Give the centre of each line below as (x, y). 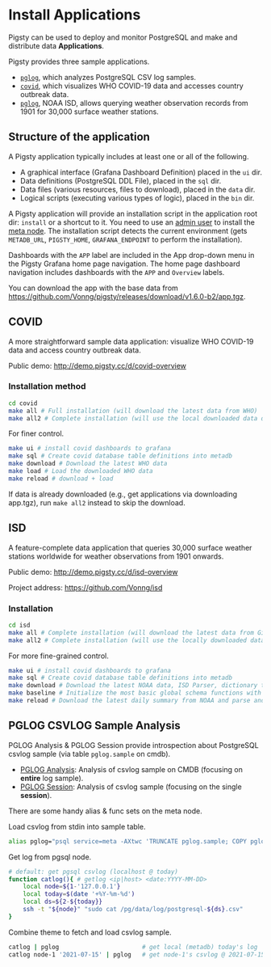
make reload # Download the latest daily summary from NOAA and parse (129, 701)
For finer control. (36, 433)
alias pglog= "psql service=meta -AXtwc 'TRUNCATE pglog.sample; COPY (128, 841)
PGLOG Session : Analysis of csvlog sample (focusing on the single (131, 787)
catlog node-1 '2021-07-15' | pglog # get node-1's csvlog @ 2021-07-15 (137, 954)
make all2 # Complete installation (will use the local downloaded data (133, 418)
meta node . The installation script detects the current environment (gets (128, 230)
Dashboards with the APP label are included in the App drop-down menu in (131, 255)
